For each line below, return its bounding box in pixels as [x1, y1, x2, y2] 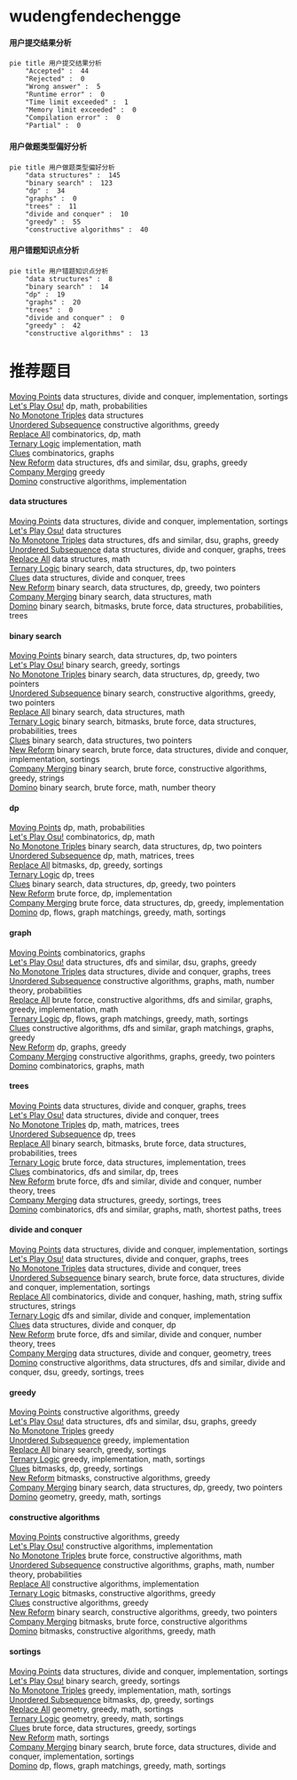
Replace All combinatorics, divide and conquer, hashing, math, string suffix [9, 1291, 283, 1302]
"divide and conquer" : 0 [25, 313, 125, 322]
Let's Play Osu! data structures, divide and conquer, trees [9, 1109, 220, 1120]
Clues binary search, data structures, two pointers [9, 735, 192, 746]
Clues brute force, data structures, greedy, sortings [9, 1722, 197, 1733]
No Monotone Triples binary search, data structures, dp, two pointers [9, 841, 262, 852]
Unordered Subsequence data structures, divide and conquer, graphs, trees [9, 544, 286, 555]
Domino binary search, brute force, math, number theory [9, 783, 216, 793]
